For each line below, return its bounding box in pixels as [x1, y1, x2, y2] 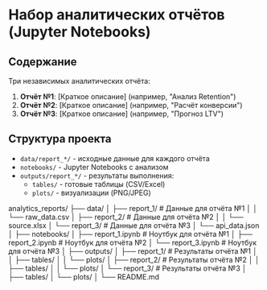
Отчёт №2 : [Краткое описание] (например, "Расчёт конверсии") [19, 101, 243, 110]
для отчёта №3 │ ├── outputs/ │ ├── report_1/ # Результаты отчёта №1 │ [8, 246, 257, 255]
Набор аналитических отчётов [8, 6, 225, 24]
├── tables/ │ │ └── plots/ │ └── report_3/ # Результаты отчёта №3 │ [8, 263, 247, 273]
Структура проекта [8, 132, 112, 146]
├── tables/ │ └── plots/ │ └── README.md [8, 271, 159, 281]
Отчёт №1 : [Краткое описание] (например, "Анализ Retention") [19, 92, 236, 101]
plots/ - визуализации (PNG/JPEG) [31, 188, 151, 197]
